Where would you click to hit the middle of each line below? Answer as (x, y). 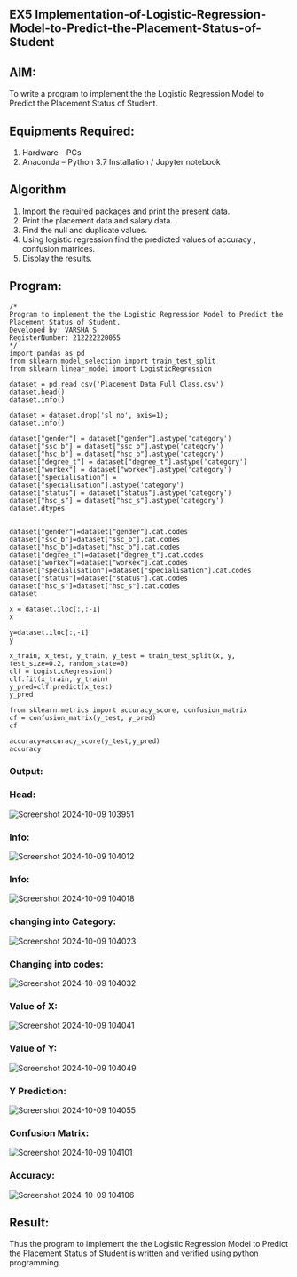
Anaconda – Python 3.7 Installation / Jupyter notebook (121, 162)
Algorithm (38, 190)
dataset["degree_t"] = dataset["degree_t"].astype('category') (129, 462)
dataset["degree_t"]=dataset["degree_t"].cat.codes (106, 555)
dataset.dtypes (37, 508)
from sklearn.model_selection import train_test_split (113, 361)
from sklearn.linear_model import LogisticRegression (111, 368)
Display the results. (57, 258)
